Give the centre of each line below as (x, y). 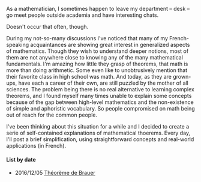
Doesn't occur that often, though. (47, 27)
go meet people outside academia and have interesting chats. (82, 15)
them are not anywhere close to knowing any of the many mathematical (94, 57)
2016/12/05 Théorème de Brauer (55, 173)
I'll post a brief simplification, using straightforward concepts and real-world (100, 139)
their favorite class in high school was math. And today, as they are (89, 77)
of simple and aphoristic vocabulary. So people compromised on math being (100, 108)
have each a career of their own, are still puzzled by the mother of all (103, 83)
